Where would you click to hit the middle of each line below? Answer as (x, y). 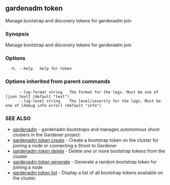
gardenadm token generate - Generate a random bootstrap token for (85, 162)
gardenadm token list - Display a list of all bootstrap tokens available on (88, 173)
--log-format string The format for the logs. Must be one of (89, 92)
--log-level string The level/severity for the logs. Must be (90, 101)
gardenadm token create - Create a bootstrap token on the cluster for (86, 140)
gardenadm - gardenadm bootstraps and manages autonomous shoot (86, 129)
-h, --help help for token (41, 69)
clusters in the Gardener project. (47, 135)
